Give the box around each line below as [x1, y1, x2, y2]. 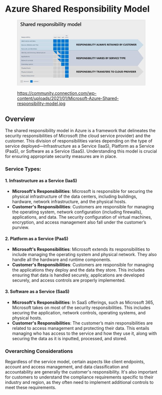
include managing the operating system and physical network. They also [12, 252, 157, 258]
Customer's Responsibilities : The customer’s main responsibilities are [12, 320, 153, 326]
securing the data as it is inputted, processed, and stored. [12, 335, 127, 341]
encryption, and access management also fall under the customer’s [12, 220, 147, 225]
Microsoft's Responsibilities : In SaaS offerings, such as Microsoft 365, [12, 299, 154, 305]
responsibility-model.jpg [17, 101, 66, 106]
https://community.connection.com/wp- [17, 90, 97, 96]
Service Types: [5, 166, 42, 172]
